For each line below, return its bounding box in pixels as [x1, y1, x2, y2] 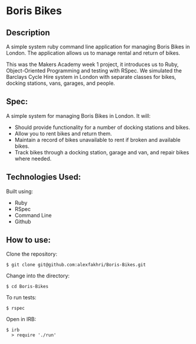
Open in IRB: [6, 316, 36, 323]
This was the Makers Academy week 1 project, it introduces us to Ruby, [6, 61, 179, 68]
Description [6, 28, 50, 38]
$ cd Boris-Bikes [6, 284, 49, 290]
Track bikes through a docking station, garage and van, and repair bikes [14, 148, 190, 156]
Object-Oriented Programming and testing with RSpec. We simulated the [6, 67, 182, 74]
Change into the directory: [6, 272, 70, 279]
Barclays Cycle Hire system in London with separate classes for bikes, [6, 74, 177, 80]
